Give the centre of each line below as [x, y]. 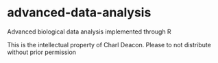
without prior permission [42, 52]
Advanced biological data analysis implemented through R [89, 32]
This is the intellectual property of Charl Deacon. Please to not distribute [109, 45]
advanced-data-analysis [79, 13]
